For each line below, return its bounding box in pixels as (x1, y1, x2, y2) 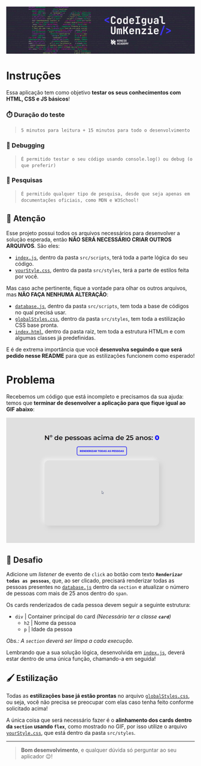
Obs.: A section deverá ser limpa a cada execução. (6, 637, 133, 645)
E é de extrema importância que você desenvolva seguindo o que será (6, 345, 182, 353)
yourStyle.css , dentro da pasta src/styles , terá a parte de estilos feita (14, 266, 190, 273)
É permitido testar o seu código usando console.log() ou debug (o (20, 156, 193, 162)
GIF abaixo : (6, 405, 35, 413)
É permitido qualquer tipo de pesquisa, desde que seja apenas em (20, 191, 190, 197)
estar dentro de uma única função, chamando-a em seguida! (6, 655, 156, 662)
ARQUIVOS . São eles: (6, 242, 60, 249)
